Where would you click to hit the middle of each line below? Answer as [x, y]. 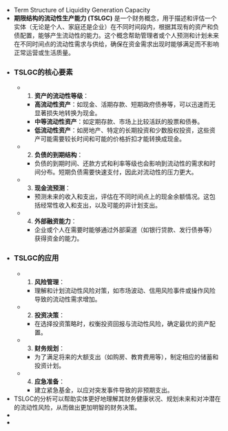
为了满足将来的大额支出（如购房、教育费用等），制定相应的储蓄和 [126, 357]
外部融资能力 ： [55, 221]
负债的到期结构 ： [59, 155]
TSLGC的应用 [36, 258]
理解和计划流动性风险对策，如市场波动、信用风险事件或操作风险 [125, 290]
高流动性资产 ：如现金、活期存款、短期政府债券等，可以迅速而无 [125, 104]
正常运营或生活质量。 [44, 52]
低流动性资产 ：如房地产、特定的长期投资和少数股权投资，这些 [122, 130]
